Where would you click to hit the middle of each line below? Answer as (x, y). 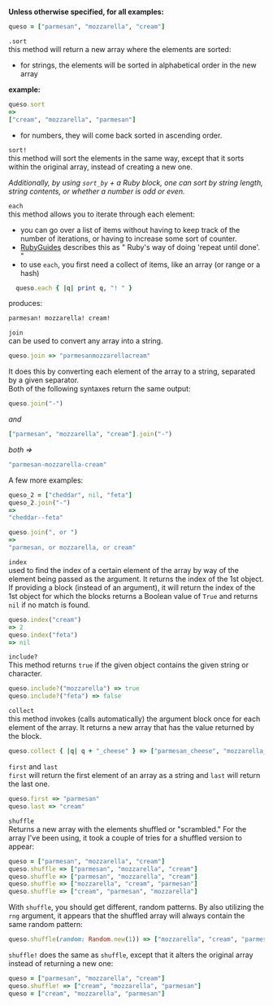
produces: (26, 304)
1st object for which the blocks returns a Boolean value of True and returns (133, 596)
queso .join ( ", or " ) (43, 532)
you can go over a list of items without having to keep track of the (130, 230)
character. (26, 674)
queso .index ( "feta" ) (43, 635)
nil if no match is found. (50, 605)
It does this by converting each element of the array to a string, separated (132, 372)
